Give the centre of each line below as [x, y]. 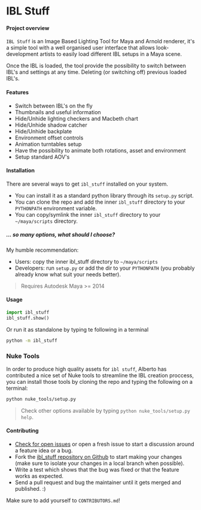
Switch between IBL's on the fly [54, 106]
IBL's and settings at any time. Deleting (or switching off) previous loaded [96, 72]
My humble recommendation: [42, 250]
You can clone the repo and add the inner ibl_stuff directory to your [100, 202]
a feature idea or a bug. [44, 450]
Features [17, 92]
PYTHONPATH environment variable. [56, 208]
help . [27, 417]
